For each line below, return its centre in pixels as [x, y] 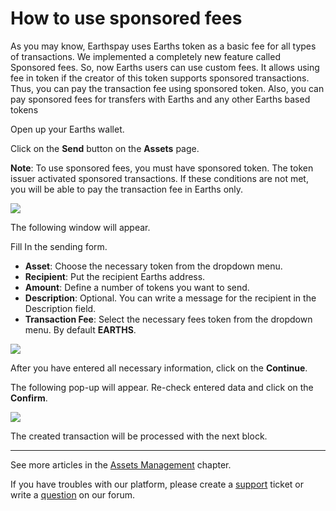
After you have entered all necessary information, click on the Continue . [159, 368]
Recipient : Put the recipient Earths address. [115, 276]
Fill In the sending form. [59, 246]
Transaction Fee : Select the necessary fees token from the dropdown [168, 319]
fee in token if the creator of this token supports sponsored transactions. [160, 78]
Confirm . [29, 398]
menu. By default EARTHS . [80, 329]
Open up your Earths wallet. [67, 129]
